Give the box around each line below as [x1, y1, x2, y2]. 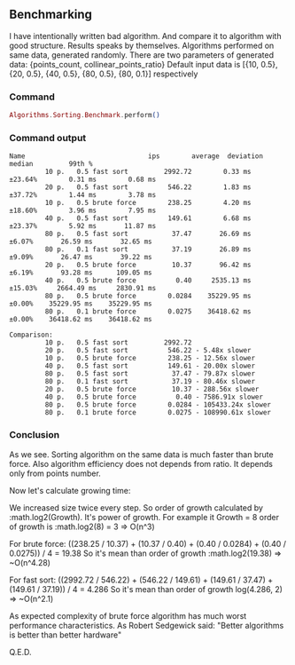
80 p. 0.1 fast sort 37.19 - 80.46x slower [44, 377, 255, 386]
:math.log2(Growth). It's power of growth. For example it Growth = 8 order [9, 511, 280, 522]
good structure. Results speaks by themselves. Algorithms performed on [9, 40, 275, 51]
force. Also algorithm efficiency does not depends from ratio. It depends [9, 458, 273, 469]
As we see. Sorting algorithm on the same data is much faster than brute [9, 448, 274, 460]
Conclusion [9, 429, 60, 441]
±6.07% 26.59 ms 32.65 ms [9, 237, 152, 247]
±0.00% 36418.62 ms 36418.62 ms [9, 315, 152, 324]
